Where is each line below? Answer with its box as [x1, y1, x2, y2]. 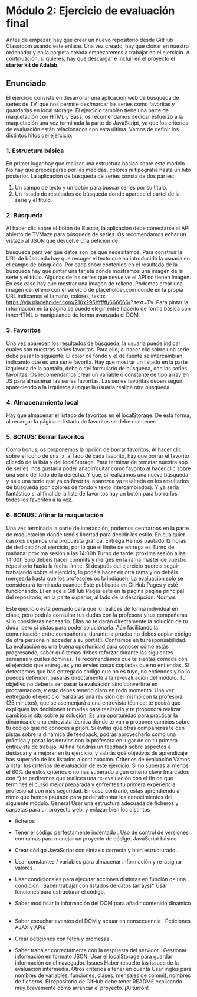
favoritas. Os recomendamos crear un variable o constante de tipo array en [6, 371, 189, 378]
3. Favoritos [6, 326, 41, 334]
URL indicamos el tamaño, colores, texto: [6, 292, 106, 299]
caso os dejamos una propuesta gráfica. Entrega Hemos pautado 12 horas [6, 537, 186, 544]
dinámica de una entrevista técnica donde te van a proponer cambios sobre [6, 718, 191, 725]
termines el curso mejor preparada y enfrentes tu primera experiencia [6, 781, 176, 788]
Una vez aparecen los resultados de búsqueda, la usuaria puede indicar [6, 340, 181, 347]
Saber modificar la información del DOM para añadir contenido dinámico [14, 900, 191, 907]
